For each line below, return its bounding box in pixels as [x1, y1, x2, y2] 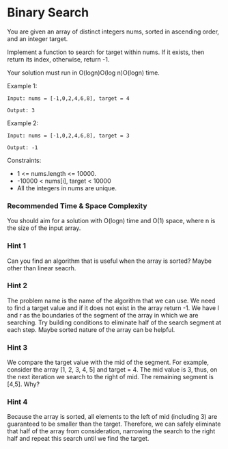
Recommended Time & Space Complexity [7, 201, 148, 210]
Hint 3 [7, 342, 28, 352]
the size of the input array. [7, 224, 81, 232]
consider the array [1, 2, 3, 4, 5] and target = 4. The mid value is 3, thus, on [7, 365, 218, 374]
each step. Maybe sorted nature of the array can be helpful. [7, 325, 175, 333]
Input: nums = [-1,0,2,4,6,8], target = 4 [7, 94, 130, 102]
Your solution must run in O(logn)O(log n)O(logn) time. [7, 68, 160, 77]
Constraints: [7, 156, 42, 164]
